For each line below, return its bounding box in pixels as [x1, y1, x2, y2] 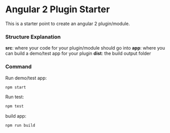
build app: [5, 113, 27, 119]
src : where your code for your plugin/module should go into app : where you [5, 45, 165, 51]
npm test [5, 104, 24, 109]
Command [5, 63, 32, 70]
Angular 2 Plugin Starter [5, 4, 110, 15]
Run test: [5, 94, 25, 100]
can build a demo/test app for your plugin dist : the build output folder [5, 50, 152, 57]
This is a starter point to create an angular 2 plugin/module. [5, 20, 130, 27]
